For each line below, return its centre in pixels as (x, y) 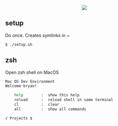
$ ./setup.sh (19, 44)
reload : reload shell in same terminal (64, 100)
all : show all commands (50, 109)
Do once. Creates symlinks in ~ (38, 35)
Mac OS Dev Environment (30, 81)
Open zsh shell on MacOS (32, 72)
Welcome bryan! (21, 86)
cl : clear (37, 104)
